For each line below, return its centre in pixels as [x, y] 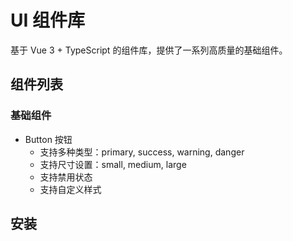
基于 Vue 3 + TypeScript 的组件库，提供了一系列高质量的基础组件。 [149, 50]
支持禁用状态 [66, 177]
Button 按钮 [48, 139]
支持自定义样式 [70, 189]
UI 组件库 [47, 20]
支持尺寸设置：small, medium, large [113, 164]
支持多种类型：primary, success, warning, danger [142, 152]
